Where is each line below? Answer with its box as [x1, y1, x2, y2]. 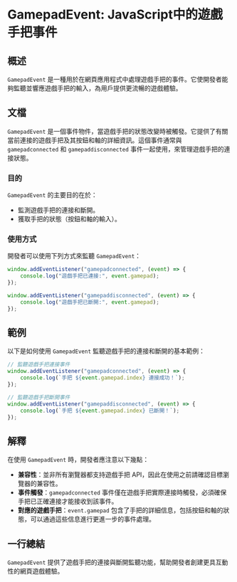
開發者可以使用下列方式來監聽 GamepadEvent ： [7, 252, 141, 260]
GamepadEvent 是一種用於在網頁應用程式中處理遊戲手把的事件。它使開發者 [7, 75, 222, 83]
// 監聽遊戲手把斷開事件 [7, 393, 70, 401]
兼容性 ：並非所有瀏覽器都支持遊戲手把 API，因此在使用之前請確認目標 [17, 470, 223, 479]
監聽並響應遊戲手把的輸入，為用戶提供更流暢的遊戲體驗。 [13, 84, 182, 92]
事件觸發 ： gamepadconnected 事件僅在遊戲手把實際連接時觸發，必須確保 [17, 488, 227, 497]
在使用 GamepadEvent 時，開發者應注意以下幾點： [7, 455, 149, 464]
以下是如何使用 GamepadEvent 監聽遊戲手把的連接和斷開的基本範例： [7, 346, 205, 356]
